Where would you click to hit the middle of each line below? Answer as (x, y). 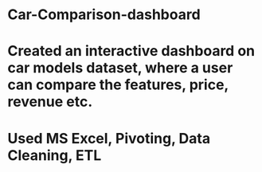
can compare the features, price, (118, 85)
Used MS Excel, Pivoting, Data (109, 138)
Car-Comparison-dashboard (104, 15)
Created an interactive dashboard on (131, 51)
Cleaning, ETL (55, 155)
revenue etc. (50, 102)
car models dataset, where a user (120, 68)
